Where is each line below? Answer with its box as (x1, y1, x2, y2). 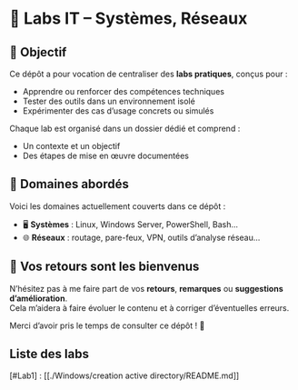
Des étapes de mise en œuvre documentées (22, 150, 189, 161)
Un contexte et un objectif (22, 141, 121, 151)
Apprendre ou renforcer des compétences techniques (22, 86, 225, 96)
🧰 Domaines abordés (9, 176, 130, 192)
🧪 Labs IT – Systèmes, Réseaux (9, 8, 248, 29)
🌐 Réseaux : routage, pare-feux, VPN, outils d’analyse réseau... (22, 232, 261, 243)
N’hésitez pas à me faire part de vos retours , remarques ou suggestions (9, 283, 283, 294)
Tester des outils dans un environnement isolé (22, 95, 195, 106)
